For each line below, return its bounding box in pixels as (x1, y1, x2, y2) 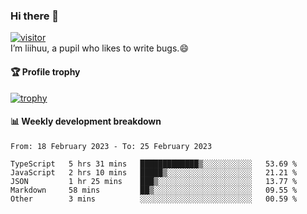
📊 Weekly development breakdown (10, 115, 162, 128)
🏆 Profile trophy (10, 65, 81, 78)
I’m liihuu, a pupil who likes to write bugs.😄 (10, 42, 189, 54)
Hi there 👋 (10, 9, 60, 23)
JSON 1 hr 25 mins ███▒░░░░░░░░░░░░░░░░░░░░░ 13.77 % (10, 176, 298, 186)
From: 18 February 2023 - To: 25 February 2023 (10, 141, 213, 151)
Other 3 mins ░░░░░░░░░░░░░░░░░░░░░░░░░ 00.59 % (10, 194, 298, 204)
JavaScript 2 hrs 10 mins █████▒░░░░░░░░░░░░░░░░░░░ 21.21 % (10, 167, 298, 178)
